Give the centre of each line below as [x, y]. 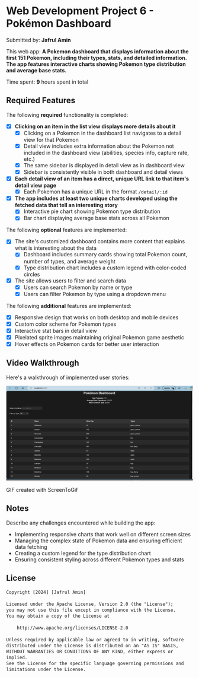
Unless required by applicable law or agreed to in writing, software [95, 640]
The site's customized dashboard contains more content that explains [100, 241]
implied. [17, 658]
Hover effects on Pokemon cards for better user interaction [87, 344]
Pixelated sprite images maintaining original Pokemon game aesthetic [99, 337]
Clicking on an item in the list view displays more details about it [95, 126]
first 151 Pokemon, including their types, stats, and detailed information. [97, 58]
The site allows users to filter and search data [70, 281]
